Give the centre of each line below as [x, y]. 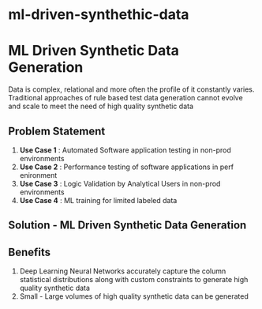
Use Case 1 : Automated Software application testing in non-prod [125, 150]
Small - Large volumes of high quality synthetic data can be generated [134, 296]
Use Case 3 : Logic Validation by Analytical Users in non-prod [120, 183]
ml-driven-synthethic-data [99, 15]
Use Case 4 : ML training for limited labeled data [98, 200]
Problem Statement [57, 131]
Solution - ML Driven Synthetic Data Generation [127, 226]
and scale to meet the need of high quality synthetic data [101, 106]
